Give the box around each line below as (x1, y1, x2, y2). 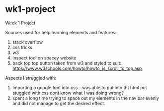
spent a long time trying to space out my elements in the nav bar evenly (12, 95, 159, 101)
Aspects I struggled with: (5, 75, 56, 81)
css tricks (12, 44, 32, 50)
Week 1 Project (5, 20, 36, 26)
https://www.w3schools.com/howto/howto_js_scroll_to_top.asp (12, 65, 142, 71)
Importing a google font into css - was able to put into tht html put (12, 84, 148, 90)
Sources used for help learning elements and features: (5, 29, 117, 35)
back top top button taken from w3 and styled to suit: (12, 60, 122, 66)
